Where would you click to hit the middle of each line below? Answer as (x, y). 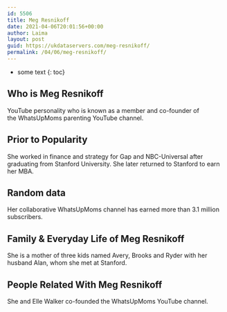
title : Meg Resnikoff (38, 20)
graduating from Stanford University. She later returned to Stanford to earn (113, 164)
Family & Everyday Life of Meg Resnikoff (96, 239)
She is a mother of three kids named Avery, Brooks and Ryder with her (107, 255)
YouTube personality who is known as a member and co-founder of (103, 110)
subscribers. (25, 217)
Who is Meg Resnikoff (55, 94)
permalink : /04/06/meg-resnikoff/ (57, 53)
